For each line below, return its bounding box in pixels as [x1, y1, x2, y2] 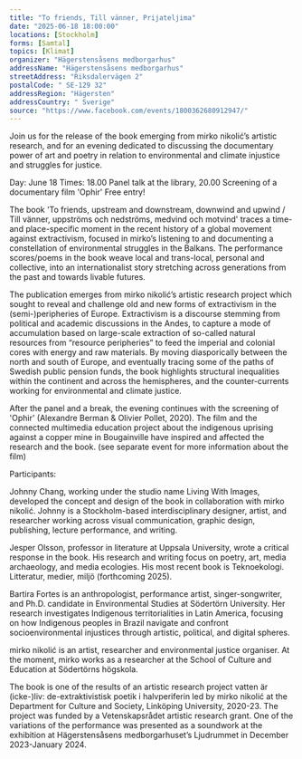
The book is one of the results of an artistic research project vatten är [9, 681, 269, 693]
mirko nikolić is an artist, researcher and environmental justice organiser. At [9, 645, 290, 656]
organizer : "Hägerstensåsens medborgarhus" [9, 55, 176, 64]
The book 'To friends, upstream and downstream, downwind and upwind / [9, 205, 286, 216]
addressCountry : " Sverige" [9, 97, 116, 107]
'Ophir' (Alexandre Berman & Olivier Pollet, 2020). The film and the [9, 413, 258, 424]
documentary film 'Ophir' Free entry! [9, 187, 146, 197]
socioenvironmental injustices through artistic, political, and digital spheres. [9, 627, 291, 639]
